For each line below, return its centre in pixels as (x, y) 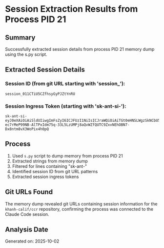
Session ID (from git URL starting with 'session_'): (65, 84)
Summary (20, 37)
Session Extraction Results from (72, 9)
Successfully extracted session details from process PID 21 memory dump (80, 49)
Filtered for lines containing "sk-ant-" (50, 166)
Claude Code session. (27, 214)
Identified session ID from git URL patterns (55, 171)
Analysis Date (27, 229)
